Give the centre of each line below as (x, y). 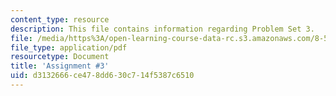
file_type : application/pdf (69, 47)
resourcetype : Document (60, 57)
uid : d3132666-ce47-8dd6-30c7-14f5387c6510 (102, 76)
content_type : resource (60, 19)
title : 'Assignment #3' (60, 66)
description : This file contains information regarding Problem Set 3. (162, 29)
